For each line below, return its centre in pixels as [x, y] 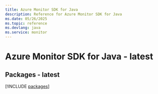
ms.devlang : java [23, 28]
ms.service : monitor [26, 32]
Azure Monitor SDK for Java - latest [79, 57]
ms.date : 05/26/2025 [26, 19]
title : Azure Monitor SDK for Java [42, 10]
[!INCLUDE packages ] [27, 86]
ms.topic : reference [26, 23]
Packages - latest [32, 75]
